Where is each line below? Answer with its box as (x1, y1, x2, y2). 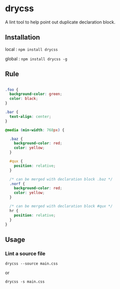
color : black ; (9, 96, 38, 101)
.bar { (5, 110, 19, 115)
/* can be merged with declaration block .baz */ (9, 177, 113, 181)
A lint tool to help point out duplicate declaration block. (5, 19, 116, 25)
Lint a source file (5, 250, 46, 257)
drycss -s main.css (5, 279, 45, 284)
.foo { (5, 87, 19, 92)
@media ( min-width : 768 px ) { (5, 128, 65, 133)
